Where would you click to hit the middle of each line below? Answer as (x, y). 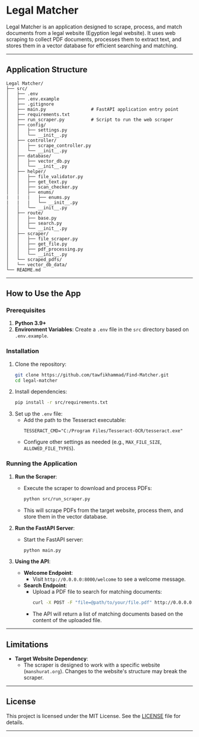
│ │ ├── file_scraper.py (42, 239)
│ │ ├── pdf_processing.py (45, 249)
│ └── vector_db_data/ (37, 265)
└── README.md (24, 270)
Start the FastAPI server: (54, 539)
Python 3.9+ (30, 323)
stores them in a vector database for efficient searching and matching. (92, 46)
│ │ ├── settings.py (37, 130)
